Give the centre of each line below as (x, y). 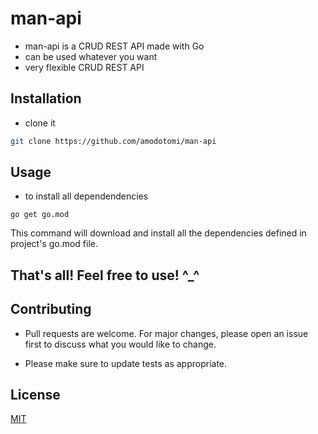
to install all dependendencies (86, 196)
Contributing (51, 309)
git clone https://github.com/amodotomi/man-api (113, 141)
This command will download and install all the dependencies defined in (158, 233)
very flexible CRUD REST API (84, 67)
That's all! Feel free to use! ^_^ (105, 275)
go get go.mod (40, 215)
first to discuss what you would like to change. (120, 344)
